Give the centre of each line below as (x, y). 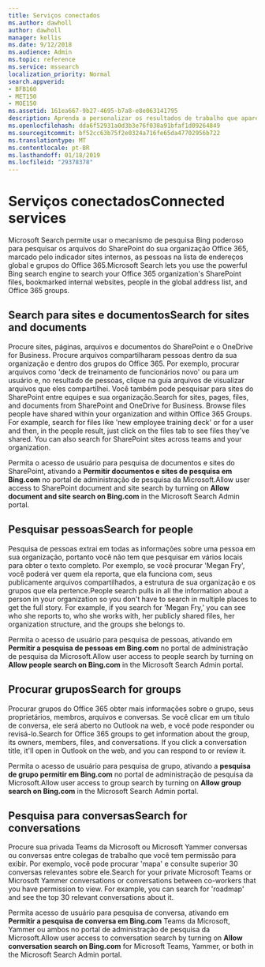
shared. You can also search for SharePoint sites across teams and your (125, 438)
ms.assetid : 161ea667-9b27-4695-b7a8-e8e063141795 (93, 111)
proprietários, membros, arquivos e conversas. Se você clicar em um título (129, 717)
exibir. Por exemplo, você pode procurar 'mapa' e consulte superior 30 (123, 864)
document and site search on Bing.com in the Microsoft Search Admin (124, 496)
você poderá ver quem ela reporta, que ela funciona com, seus (110, 574)
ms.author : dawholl (40, 23)
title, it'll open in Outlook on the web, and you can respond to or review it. (127, 751)
